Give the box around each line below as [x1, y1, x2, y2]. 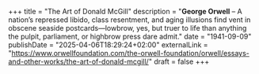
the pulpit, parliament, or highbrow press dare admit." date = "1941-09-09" [8, 31, 252, 41]
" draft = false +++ [148, 57, 210, 66]
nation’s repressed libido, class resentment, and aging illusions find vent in [8, 15, 251, 24]
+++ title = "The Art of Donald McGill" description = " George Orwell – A [8, 7, 243, 16]
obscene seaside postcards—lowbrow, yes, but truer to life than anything [8, 24, 247, 32]
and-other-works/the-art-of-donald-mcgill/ [8, 57, 149, 66]
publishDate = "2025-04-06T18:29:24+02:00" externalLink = [8, 40, 208, 50]
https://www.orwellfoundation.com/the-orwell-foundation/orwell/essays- [11, 49, 249, 57]
